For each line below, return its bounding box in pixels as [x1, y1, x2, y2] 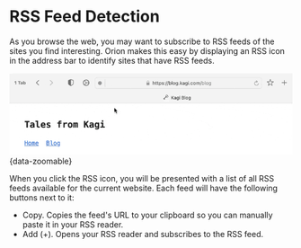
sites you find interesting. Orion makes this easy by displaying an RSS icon [9, 45, 286, 56]
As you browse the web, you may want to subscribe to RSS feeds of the [9, 36, 275, 47]
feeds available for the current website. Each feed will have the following [9, 182, 279, 193]
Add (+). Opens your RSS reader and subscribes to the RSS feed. [22, 228, 264, 239]
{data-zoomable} [9, 155, 73, 166]
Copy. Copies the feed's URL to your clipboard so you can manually [22, 209, 273, 220]
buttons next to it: [9, 191, 75, 203]
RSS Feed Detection [9, 6, 160, 27]
